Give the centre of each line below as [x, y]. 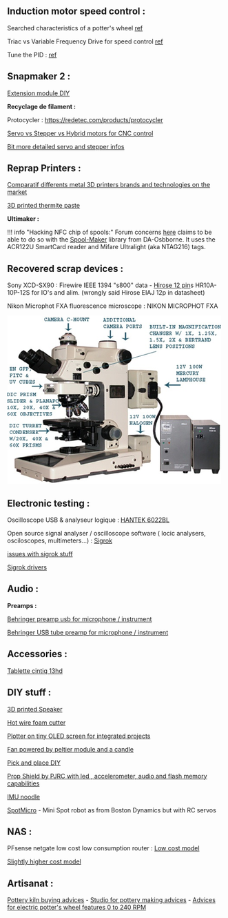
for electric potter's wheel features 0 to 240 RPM [77, 908]
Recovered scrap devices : [65, 268]
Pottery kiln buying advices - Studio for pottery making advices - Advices [111, 900]
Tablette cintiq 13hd [35, 671]
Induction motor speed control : [76, 11]
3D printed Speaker [35, 709]
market [17, 192]
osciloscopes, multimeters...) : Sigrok [60, 540]
